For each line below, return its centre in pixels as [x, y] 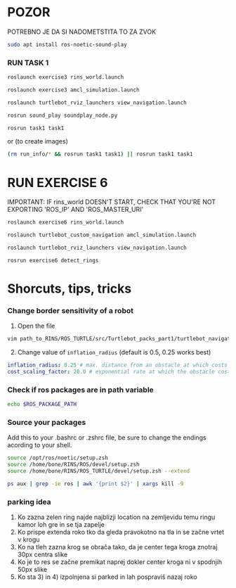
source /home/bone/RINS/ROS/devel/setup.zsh [73, 465]
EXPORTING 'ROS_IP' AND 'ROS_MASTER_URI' [76, 210]
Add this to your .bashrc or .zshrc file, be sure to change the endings [107, 437]
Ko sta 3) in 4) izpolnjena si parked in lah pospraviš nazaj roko [107, 577]
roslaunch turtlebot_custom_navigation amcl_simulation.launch [102, 235]
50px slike [32, 570]
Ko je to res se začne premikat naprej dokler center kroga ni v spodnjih [120, 562]
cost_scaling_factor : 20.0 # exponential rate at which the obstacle [111, 372]
